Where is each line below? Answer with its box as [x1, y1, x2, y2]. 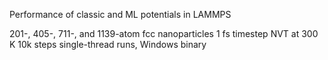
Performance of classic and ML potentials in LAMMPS [9, 9, 232, 20]
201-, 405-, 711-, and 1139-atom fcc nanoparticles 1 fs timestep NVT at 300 [9, 28, 319, 39]
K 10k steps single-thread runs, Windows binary [9, 39, 207, 50]
